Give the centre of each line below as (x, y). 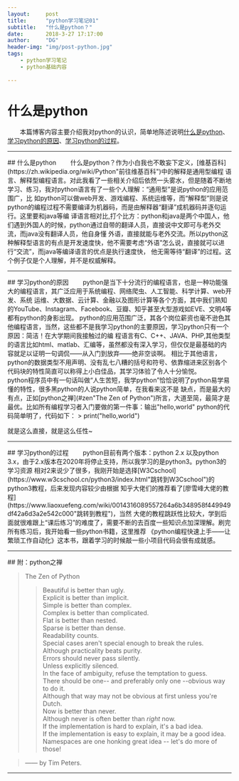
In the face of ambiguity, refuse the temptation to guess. (125, 673)
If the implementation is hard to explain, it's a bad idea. (123, 726)
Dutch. (52, 704)
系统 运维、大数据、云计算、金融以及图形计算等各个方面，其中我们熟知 (123, 300)
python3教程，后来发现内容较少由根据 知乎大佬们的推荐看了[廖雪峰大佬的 (115, 488)
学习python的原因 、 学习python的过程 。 (65, 141)
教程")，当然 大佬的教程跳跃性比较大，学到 (158, 514)
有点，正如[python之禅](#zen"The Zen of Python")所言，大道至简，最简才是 (119, 398)
